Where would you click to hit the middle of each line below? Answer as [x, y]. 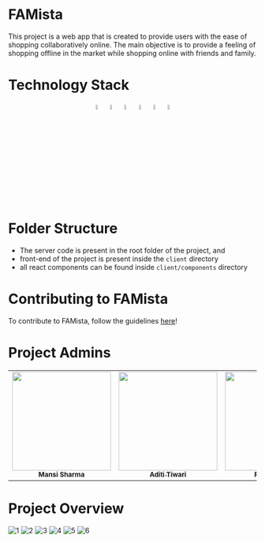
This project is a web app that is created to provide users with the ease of [128, 36]
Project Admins [60, 353]
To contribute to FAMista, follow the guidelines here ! [93, 321]
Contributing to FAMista [88, 299]
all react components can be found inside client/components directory [134, 267]
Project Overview [66, 508]
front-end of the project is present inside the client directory [119, 259]
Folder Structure [63, 228]
